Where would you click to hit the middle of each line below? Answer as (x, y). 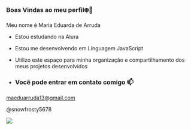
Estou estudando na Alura (47, 37)
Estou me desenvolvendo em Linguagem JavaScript (79, 49)
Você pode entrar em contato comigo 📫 (74, 82)
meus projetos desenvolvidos (51, 66)
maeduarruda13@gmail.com (41, 98)
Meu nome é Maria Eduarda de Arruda (53, 25)
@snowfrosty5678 (29, 109)
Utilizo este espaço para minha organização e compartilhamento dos (100, 60)
